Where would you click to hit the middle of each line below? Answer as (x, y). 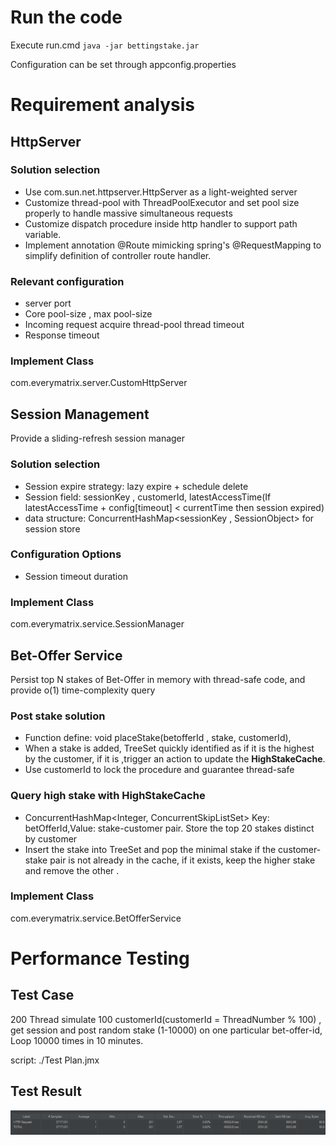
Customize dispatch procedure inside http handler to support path (161, 223)
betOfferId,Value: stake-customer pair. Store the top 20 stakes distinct (169, 828)
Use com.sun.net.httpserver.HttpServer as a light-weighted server (161, 192)
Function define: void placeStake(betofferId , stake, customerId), (158, 738)
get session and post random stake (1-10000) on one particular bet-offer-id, (166, 1030)
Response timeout (62, 335)
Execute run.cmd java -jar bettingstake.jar (105, 45)
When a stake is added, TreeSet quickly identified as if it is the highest (169, 748)
